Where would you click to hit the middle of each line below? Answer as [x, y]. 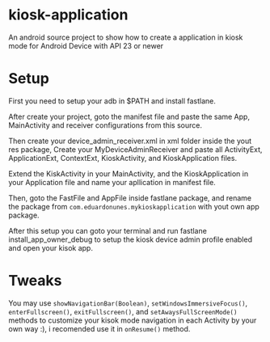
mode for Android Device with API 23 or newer [86, 45]
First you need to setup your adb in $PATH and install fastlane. [112, 101]
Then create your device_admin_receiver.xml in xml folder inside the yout [130, 141]
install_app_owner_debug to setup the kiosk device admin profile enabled [131, 239]
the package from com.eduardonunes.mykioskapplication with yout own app [134, 206]
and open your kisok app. [51, 247]
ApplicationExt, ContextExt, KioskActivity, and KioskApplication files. [122, 158]
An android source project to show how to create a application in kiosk [126, 37]
